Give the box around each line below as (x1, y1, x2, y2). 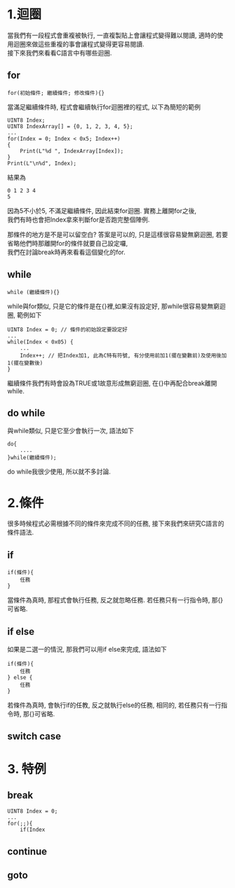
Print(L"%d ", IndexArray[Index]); (20, 147, 124, 155)
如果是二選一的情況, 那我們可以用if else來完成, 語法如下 (7, 645, 167, 653)
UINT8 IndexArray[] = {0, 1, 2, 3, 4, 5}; (7, 122, 133, 130)
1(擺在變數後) (7, 360, 43, 367)
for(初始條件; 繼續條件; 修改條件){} (7, 89, 105, 96)
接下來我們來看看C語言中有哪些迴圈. (7, 49, 112, 57)
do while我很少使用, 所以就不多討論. (7, 467, 111, 476)
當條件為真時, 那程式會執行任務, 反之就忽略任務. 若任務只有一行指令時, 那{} (7, 596, 223, 604)
